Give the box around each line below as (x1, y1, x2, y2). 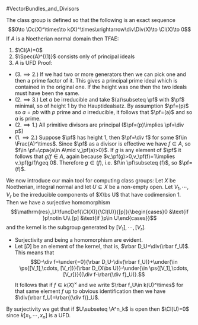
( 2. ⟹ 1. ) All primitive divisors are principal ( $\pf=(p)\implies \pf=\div (14, 121, 184, 128)
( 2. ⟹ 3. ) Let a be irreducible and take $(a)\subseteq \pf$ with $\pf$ (14, 96, 185, 103)
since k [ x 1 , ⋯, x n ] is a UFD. (6, 312, 71, 320)
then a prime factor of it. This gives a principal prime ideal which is (14, 77, 178, 84)
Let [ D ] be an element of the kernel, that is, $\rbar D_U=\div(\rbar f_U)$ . (14, 243, 190, 250)
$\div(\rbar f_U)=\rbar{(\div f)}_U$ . (14, 294, 100, 301)
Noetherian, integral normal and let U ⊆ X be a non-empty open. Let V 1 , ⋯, (6, 184, 189, 192)
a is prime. (14, 115, 41, 122)
